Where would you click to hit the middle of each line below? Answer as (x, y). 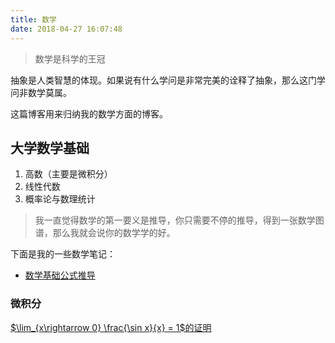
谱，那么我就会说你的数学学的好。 (105, 233)
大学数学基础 (50, 147)
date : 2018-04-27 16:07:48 (66, 29)
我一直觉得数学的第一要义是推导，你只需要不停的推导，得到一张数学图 (179, 220)
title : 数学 (33, 19)
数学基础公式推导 (60, 275)
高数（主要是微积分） (68, 174)
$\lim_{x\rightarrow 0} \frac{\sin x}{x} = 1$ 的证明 (111, 327)
